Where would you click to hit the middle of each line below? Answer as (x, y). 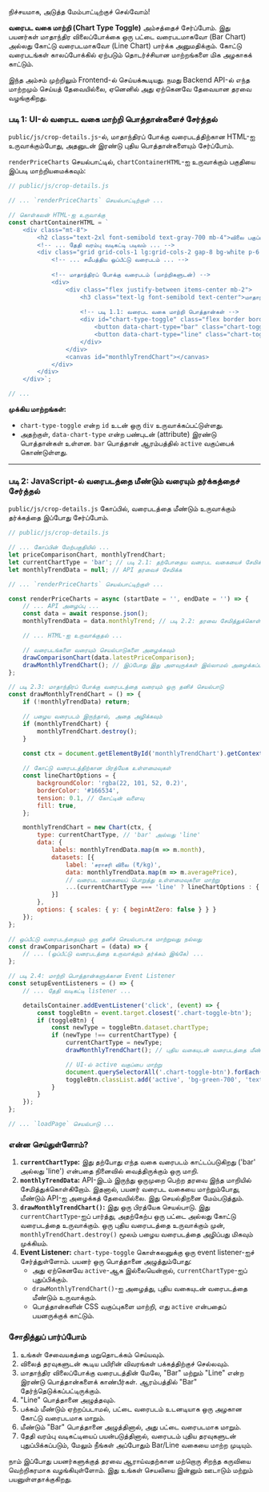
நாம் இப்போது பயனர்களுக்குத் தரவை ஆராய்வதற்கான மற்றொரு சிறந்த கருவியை (129, 1461)
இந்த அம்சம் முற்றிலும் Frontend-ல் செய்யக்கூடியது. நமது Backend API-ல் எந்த (129, 80)
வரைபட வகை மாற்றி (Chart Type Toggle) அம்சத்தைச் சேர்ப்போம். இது (119, 28)
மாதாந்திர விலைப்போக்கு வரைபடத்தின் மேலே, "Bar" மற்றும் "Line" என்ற (132, 1372)
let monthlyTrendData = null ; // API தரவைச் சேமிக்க (95, 569)
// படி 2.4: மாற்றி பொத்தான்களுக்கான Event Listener (92, 976)
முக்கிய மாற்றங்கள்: (37, 410)
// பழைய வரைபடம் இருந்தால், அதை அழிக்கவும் (92, 717)
